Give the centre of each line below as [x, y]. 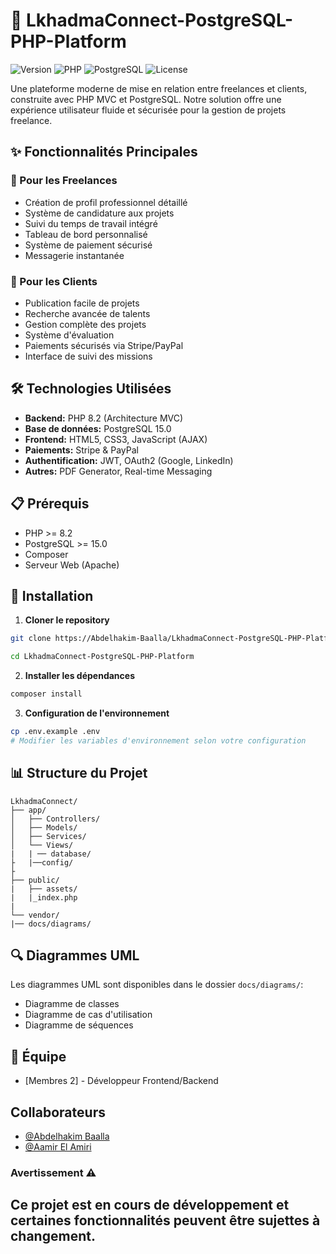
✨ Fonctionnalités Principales [104, 152]
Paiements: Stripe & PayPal [81, 450]
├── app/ [28, 810]
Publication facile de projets [82, 303]
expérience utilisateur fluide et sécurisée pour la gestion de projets [148, 110]
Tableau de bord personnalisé [86, 234]
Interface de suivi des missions [88, 356]
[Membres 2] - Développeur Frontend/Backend [121, 1081]
